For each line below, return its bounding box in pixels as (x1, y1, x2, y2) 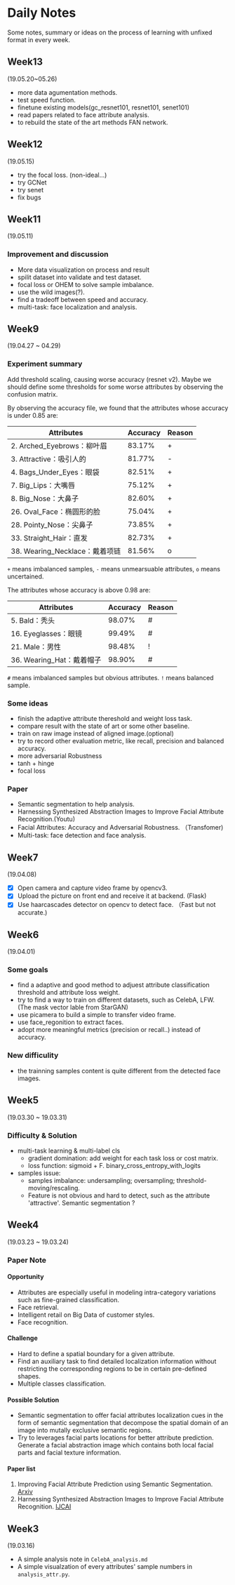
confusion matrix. (7, 390, 58, 398)
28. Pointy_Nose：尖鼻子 (11, 519, 93, 529)
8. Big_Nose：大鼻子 (11, 493, 79, 503)
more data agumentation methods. (17, 88, 118, 96)
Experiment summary (7, 359, 83, 369)
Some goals (7, 965, 48, 975)
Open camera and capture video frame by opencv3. (17, 884, 168, 892)
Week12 (7, 138, 43, 150)
